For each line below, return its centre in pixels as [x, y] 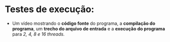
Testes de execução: [50, 9]
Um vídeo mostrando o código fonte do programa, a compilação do [84, 23]
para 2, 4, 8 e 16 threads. [38, 34]
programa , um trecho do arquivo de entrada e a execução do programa [89, 28]
